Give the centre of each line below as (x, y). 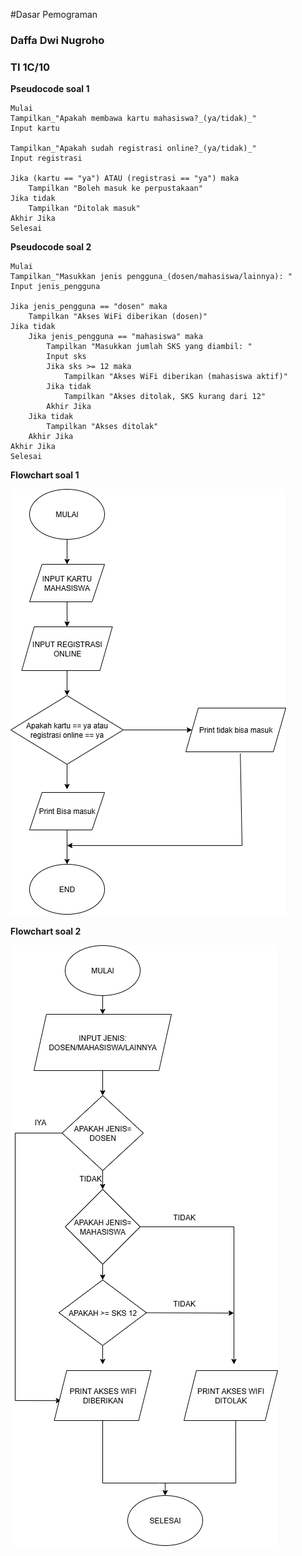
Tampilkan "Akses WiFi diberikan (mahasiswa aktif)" (175, 377)
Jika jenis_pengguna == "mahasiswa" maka (115, 337)
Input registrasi (46, 159)
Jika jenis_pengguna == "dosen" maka (89, 307)
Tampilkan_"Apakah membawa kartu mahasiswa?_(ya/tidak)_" (133, 119)
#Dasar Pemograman (54, 14)
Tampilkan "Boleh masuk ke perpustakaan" (115, 189)
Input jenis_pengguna (55, 287)
